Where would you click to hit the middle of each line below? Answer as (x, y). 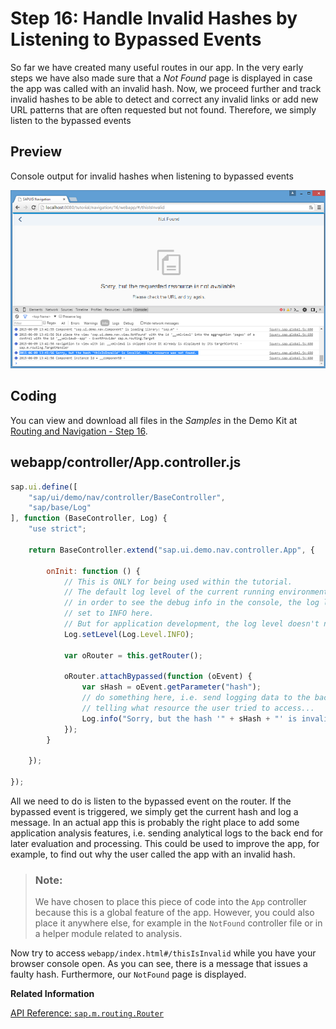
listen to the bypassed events (71, 120)
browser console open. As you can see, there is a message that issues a (159, 964)
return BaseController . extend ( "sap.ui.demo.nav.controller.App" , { (171, 550)
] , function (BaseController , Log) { (89, 518)
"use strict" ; (57, 529)
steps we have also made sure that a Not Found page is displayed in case (161, 78)
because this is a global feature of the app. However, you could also (174, 913)
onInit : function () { (93, 571)
